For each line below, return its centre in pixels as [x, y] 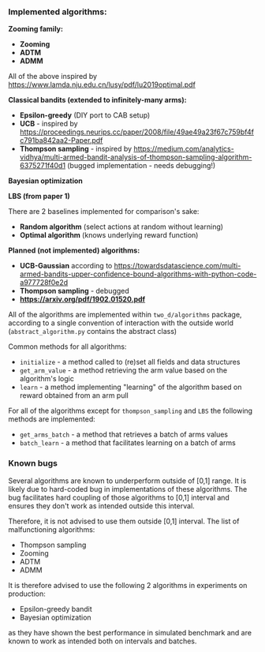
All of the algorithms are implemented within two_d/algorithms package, [125, 315]
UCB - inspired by [49, 124]
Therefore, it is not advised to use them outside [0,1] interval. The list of [124, 521]
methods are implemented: [52, 419]
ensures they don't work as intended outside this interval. [101, 506]
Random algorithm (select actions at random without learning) [121, 227]
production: [27, 594]
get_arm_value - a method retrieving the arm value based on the [123, 370]
